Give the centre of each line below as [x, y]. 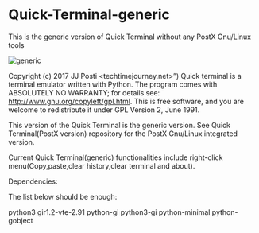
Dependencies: [33, 181]
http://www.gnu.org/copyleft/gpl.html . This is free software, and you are [126, 101]
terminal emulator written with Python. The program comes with [113, 84]
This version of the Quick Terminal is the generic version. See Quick [119, 125]
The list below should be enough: [63, 196]
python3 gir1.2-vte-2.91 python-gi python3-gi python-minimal [109, 212]
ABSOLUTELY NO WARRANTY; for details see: [84, 92]
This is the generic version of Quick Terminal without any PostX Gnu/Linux [130, 37]
